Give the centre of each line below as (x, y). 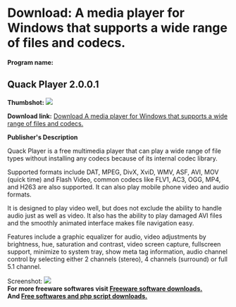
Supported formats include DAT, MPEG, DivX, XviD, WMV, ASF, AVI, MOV (113, 172)
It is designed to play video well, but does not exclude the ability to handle (114, 208)
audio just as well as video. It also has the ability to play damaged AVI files (115, 215)
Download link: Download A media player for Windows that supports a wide (118, 116)
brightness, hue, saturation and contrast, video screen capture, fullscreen (114, 244)
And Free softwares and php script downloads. (77, 296)
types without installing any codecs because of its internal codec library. (113, 158)
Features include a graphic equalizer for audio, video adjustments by (107, 237)
